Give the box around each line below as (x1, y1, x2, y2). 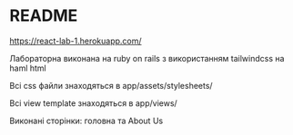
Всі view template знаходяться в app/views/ (9, 97, 177, 109)
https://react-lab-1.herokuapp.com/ (9, 35, 143, 46)
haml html (9, 63, 47, 73)
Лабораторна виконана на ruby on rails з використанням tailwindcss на (9, 53, 285, 63)
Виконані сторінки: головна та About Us (9, 115, 164, 126)
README (9, 5, 78, 26)
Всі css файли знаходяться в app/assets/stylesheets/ (9, 80, 213, 91)
